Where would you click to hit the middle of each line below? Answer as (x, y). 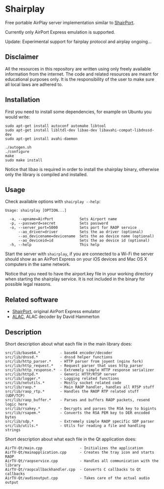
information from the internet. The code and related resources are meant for (82, 74)
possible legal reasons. (28, 284)
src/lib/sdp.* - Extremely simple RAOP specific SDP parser (80, 421)
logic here (16, 404)
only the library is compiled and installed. (47, 174)
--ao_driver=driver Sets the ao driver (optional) (81, 232)
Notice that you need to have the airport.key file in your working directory (79, 274)
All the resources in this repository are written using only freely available (78, 69)
